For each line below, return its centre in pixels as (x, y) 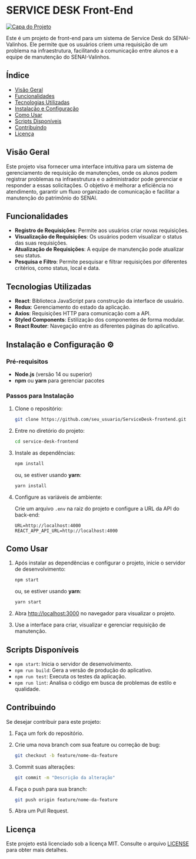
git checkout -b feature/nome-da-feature (66, 755)
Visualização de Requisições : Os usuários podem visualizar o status (98, 237)
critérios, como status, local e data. (57, 268)
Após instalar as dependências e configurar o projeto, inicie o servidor (100, 563)
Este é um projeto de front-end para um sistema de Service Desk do (89, 38)
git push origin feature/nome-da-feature (66, 800)
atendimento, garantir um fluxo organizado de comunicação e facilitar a (93, 191)
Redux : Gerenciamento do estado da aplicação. (72, 307)
